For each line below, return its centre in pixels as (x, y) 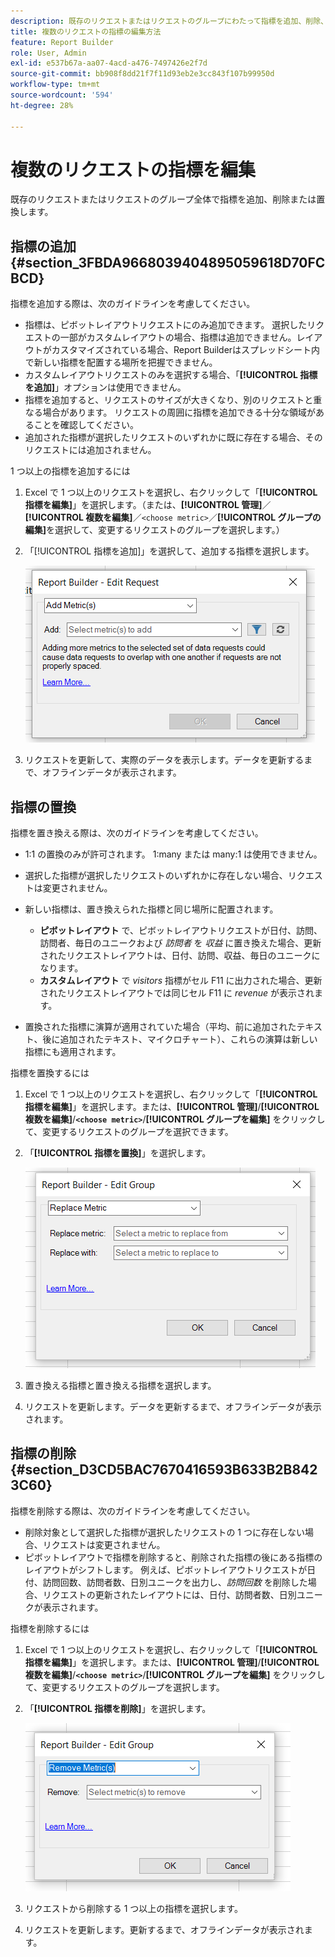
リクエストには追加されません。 (90, 450)
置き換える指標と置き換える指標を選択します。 (120, 1386)
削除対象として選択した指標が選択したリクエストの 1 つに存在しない (164, 1532)
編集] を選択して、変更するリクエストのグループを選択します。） (154, 530)
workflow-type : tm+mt (55, 85)
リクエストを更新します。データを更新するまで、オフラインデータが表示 (173, 1407)
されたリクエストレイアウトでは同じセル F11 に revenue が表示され (177, 993)
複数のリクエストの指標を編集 (133, 169)
